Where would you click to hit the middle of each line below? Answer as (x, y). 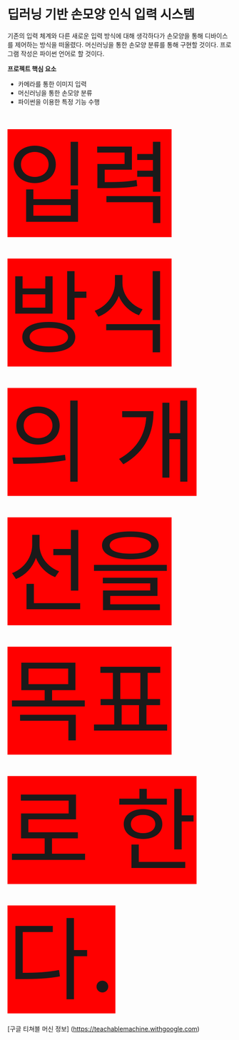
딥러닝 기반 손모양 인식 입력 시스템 (101, 15)
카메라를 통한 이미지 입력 (52, 84)
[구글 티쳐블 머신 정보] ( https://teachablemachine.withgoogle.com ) (103, 1029)
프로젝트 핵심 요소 (32, 69)
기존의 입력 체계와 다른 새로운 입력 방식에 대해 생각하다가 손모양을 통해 (105, 36)
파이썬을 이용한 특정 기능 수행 (59, 101)
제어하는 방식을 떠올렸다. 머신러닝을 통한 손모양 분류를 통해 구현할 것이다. (117, 44)
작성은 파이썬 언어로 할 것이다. (62, 54)
